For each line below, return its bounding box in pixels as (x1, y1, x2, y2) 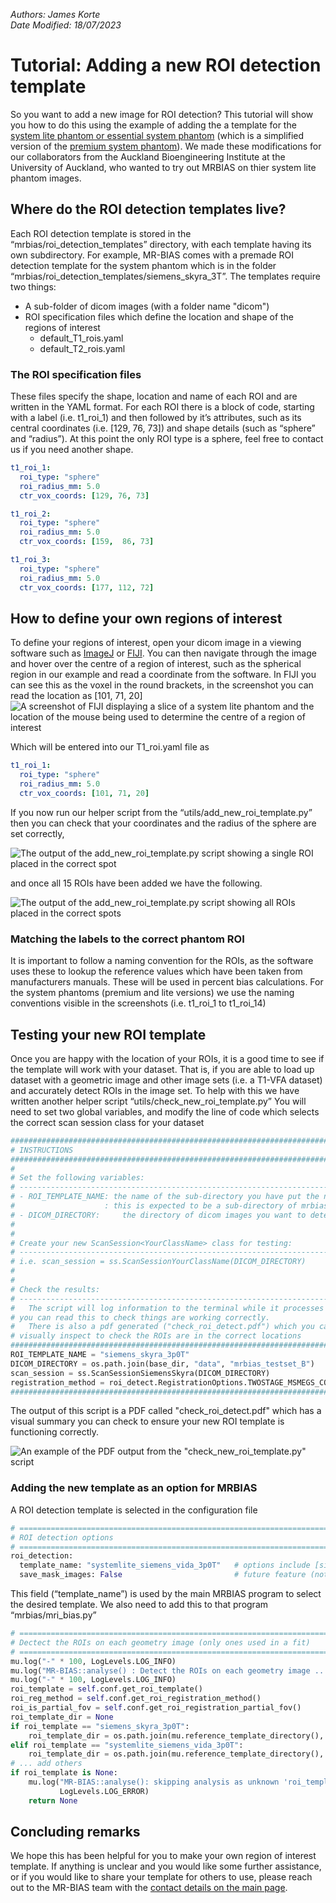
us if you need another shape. (10, 444, 134, 456)
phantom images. (10, 172, 82, 184)
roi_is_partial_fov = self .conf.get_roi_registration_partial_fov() (10, 1703, 302, 1713)
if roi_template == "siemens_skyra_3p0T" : (10, 1721, 190, 1731)
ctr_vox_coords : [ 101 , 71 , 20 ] (19, 788, 150, 798)
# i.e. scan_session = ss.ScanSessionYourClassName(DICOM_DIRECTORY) (10, 1257, 307, 1267)
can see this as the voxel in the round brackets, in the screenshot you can (10, 679, 314, 691)
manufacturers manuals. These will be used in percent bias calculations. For (10, 976, 324, 988)
